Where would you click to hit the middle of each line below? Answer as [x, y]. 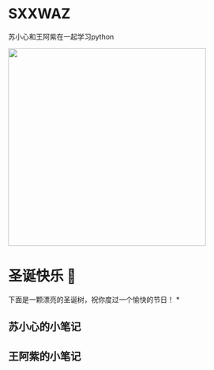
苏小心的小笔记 [45, 327]
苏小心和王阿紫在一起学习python [61, 36]
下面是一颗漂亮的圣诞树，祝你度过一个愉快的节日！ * [94, 299]
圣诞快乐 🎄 [42, 276]
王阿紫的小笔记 [45, 356]
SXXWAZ [39, 14]
